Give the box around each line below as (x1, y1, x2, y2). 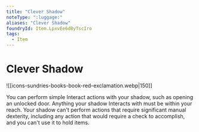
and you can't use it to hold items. (6, 119, 90, 126)
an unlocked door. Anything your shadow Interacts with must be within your (6, 100, 192, 107)
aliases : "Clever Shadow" (6, 20, 71, 26)
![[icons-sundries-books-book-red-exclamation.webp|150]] (6, 82, 152, 89)
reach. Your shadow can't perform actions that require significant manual (6, 106, 186, 113)
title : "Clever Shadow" (6, 8, 66, 15)
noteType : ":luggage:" (6, 14, 63, 20)
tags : (6, 31, 20, 37)
